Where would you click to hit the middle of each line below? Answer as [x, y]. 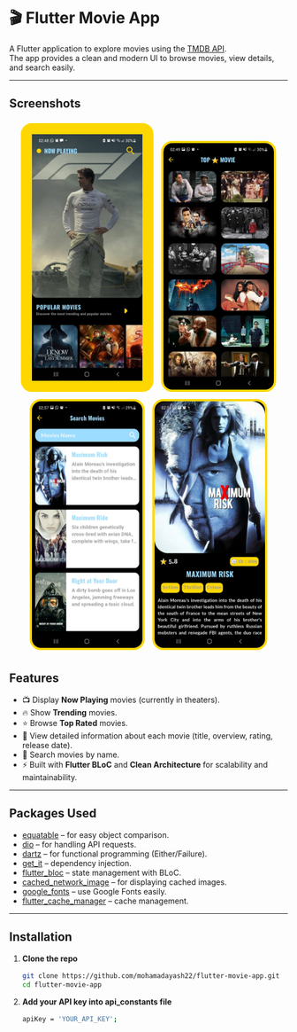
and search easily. [42, 67]
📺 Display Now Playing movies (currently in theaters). [121, 700]
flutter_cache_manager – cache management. [105, 901]
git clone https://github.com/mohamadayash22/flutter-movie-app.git [151, 976]
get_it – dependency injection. [76, 863]
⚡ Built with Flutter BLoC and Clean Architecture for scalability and [145, 764]
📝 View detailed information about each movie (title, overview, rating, [147, 735]
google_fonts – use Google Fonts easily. [94, 891]
